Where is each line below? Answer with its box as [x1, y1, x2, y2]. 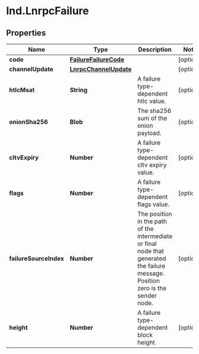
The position [137, 210, 172, 218]
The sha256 [137, 107, 172, 115]
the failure [137, 262, 166, 270]
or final [137, 239, 157, 248]
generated [137, 254, 166, 263]
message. [137, 269, 165, 277]
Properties [6, 28, 46, 38]
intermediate [137, 232, 173, 240]
